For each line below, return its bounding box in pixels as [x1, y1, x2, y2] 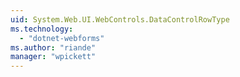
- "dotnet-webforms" [19, 33, 105, 43]
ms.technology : [10, 24, 74, 34]
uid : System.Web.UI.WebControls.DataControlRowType [10, 14, 230, 25]
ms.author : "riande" [10, 42, 97, 53]
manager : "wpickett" [10, 52, 97, 62]
